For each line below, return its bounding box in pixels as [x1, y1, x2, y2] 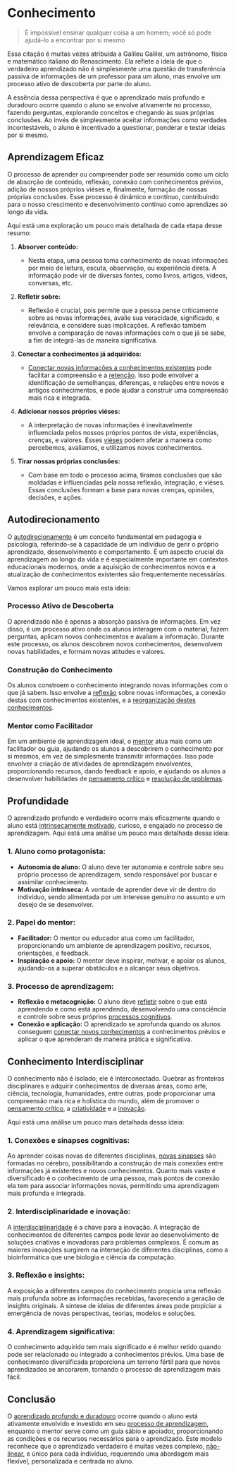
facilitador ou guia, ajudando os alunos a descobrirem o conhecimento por [7, 744, 224, 753]
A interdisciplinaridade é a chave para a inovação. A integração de [7, 1223, 200, 1231]
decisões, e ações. [27, 493, 83, 501]
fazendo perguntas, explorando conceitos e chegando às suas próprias [7, 108, 215, 117]
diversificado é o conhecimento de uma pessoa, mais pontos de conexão [7, 1174, 220, 1182]
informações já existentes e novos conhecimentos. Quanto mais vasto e [7, 1167, 216, 1175]
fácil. [7, 1372, 22, 1382]
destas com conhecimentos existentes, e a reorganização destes [7, 696, 196, 704]
